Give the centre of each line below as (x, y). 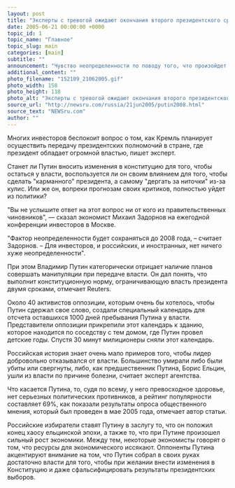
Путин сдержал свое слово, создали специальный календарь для (106, 309)
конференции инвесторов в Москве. (62, 224)
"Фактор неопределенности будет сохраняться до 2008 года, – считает (115, 238)
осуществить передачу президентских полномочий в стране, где (105, 145)
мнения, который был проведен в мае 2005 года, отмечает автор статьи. (117, 411)
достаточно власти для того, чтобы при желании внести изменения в (111, 462)
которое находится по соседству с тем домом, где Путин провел (105, 332)
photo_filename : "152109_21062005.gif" (65, 79)
